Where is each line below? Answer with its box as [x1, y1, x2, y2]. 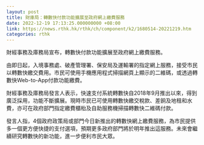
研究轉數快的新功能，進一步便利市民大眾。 [11, 132, 118, 140]
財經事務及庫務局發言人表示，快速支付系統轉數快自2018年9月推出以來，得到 [6, 89, 197, 97]
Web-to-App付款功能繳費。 [16, 77, 86, 84]
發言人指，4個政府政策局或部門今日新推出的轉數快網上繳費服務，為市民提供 [6, 117, 196, 124]
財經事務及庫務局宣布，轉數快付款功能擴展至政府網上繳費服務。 [6, 49, 166, 56]
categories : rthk [6, 31, 50, 37]
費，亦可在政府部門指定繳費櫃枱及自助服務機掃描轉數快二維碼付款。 [6, 105, 177, 112]
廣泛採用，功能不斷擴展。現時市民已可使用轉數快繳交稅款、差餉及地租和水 [6, 97, 192, 105]
